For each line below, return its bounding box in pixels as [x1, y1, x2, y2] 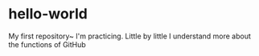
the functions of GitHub [8, 39, 86, 49]
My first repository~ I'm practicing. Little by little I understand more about [8, 31, 252, 41]
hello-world [8, 5, 88, 23]
